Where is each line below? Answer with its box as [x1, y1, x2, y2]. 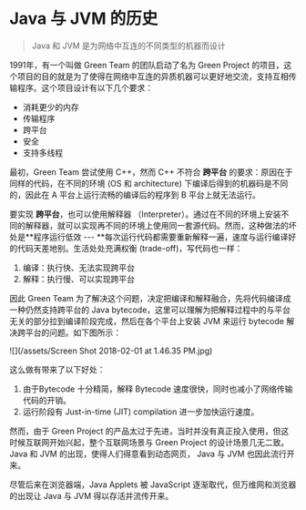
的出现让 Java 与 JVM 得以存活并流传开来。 [9, 490, 174, 501]
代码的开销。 [22, 394, 71, 405]
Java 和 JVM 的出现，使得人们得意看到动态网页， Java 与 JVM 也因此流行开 [9, 448, 295, 459]
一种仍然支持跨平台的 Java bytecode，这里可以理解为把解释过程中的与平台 [9, 304, 291, 315]
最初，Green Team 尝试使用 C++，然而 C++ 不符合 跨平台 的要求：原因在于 [9, 166, 293, 178]
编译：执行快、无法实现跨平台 [22, 261, 135, 273]
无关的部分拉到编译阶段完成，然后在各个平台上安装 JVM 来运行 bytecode [9, 315, 285, 326]
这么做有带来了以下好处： [9, 363, 106, 374]
